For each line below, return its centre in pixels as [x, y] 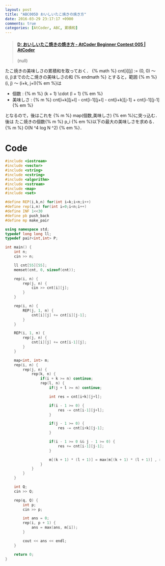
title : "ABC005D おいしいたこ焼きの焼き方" [46, 14]
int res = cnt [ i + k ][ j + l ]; [75, 397]
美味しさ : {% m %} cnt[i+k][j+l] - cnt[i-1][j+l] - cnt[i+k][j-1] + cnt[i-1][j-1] [86, 100]
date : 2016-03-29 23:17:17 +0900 [39, 19]
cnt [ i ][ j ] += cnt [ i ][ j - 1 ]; [59, 315]
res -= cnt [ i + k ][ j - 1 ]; [81, 428]
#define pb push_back [27, 216]
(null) [22, 61]
